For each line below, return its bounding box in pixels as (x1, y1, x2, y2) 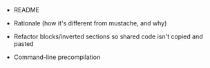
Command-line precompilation (13, 53, 101, 61)
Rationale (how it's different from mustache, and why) (13, 19, 167, 27)
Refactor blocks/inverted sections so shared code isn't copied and (13, 32, 203, 41)
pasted (13, 40, 34, 47)
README (13, 6, 40, 14)
